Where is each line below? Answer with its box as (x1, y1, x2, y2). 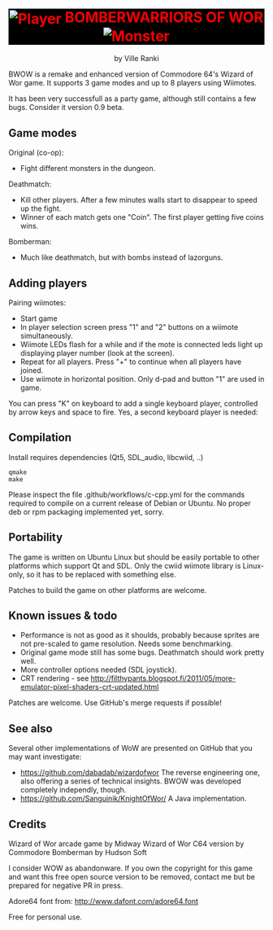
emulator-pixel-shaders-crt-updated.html (19, 682, 159, 692)
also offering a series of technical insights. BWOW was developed (19, 776, 241, 786)
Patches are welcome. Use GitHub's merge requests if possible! (8, 698, 222, 708)
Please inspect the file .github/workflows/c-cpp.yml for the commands (8, 489, 245, 499)
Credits (8, 817, 47, 831)
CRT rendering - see (19, 673, 89, 683)
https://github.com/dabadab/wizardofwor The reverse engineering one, (19, 768, 260, 778)
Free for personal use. (8, 912, 83, 922)
